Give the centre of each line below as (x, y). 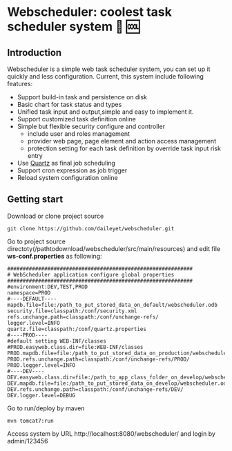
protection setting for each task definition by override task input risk (124, 148)
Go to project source (36, 241)
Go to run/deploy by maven (46, 408)
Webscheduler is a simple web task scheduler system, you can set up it (109, 69)
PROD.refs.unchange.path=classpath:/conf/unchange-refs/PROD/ (98, 359)
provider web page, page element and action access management (122, 141)
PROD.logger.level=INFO (41, 365)
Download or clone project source (56, 216)
